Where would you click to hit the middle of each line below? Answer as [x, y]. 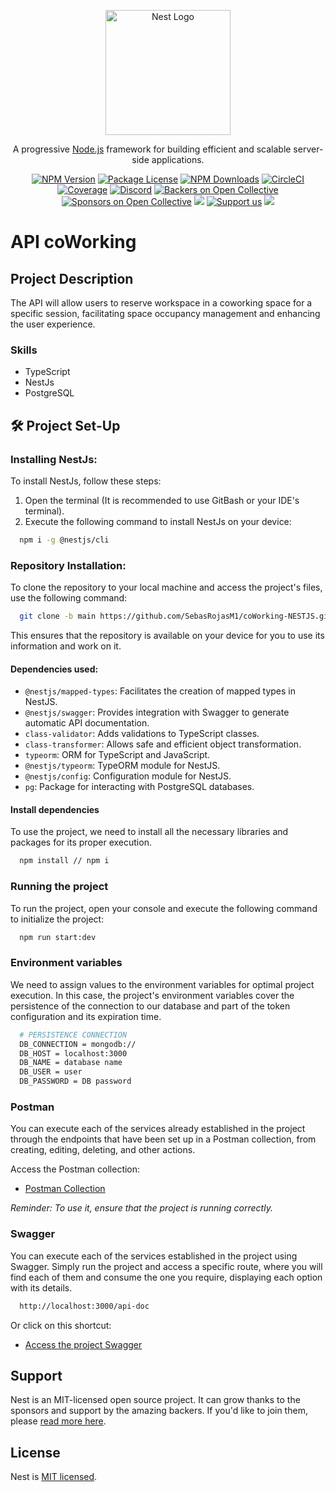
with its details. [41, 1287]
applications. [178, 159]
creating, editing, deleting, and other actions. [103, 1150]
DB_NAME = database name [71, 1063]
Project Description [72, 278]
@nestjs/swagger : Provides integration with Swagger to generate [157, 712]
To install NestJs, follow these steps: [86, 481]
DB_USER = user [51, 1072]
